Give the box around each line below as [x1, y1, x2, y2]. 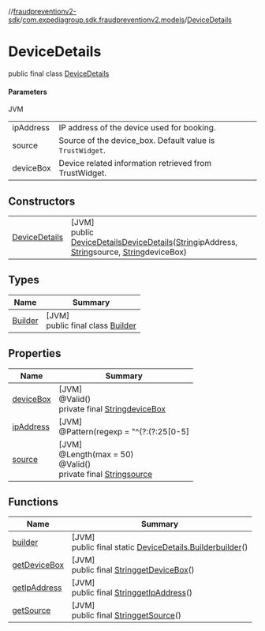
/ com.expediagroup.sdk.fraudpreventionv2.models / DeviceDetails [19, 15, 233, 24]
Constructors [8, 194, 76, 208]
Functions [8, 495, 59, 509]
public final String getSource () [71, 610, 181, 621]
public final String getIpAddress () [71, 588, 193, 599]
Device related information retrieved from [58, 158, 212, 169]
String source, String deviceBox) [70, 246, 188, 257]
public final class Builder [46, 320, 136, 331]
